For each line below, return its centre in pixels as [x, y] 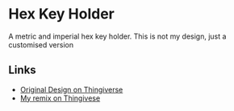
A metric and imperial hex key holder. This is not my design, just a [117, 36]
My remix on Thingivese [60, 98]
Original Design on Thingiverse [71, 89]
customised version [41, 44]
